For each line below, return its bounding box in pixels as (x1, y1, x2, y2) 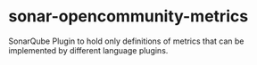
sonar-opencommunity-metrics (8, 6, 249, 27)
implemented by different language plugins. (8, 45, 169, 55)
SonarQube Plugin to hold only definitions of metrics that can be (8, 36, 245, 46)
